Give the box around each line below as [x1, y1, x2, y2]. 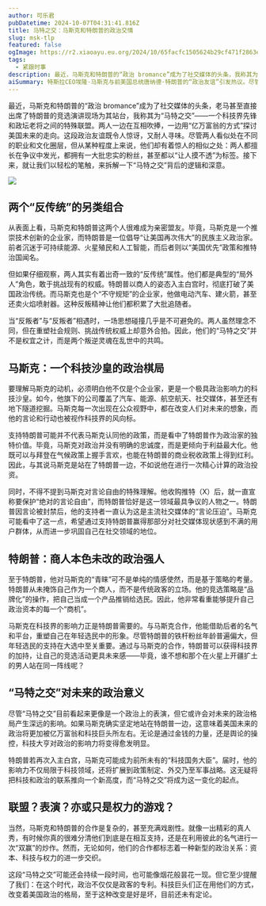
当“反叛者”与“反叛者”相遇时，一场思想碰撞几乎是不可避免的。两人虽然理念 [8, 316, 249, 326]
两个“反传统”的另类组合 [8, 200, 124, 214]
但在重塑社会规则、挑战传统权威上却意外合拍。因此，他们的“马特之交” [21, 326, 251, 335]
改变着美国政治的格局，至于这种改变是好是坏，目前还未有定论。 [8, 889, 216, 899]
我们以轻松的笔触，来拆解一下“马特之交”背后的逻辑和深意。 [35, 160, 230, 170]
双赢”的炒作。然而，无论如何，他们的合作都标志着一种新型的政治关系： [18, 843, 251, 852]
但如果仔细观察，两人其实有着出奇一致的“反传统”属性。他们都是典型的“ [8, 270, 240, 279]
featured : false [8, 41, 62, 49]
